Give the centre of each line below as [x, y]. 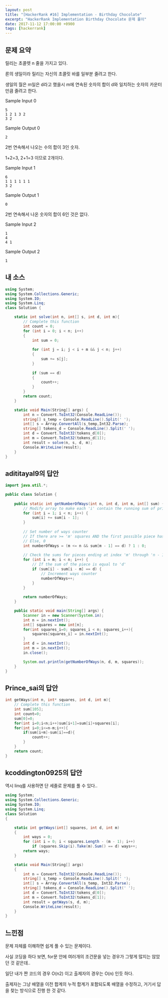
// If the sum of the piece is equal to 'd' [79, 564]
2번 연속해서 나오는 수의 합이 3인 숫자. [42, 147]
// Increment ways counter [69, 574]
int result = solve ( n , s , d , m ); [58, 443]
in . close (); [36, 653]
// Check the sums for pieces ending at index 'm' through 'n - [91, 555]
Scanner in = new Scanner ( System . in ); [63, 615]
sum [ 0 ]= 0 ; [24, 719]
